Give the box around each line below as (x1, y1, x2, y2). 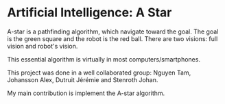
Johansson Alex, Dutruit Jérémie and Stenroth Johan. (7, 75, 158, 83)
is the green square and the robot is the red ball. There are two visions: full (7, 34, 218, 42)
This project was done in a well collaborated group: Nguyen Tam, (7, 68, 191, 77)
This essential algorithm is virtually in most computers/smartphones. (7, 55, 201, 63)
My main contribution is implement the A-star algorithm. (7, 89, 165, 97)
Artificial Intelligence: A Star (7, 5, 172, 21)
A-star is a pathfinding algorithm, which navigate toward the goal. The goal (7, 27, 219, 36)
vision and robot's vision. (7, 42, 78, 50)
